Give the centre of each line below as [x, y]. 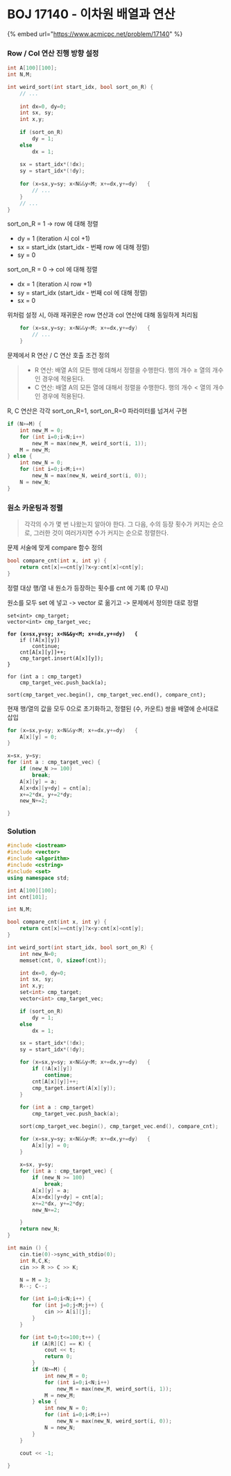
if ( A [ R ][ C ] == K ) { [62, 1344]
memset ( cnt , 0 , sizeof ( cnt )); [63, 960]
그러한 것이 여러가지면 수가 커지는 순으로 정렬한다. [101, 533]
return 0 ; [58, 1357]
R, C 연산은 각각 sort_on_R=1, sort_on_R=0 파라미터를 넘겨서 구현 [97, 411]
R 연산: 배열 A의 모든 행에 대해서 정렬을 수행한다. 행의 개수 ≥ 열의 [122, 370]
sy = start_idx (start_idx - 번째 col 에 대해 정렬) [82, 293]
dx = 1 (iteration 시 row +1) [54, 284]
